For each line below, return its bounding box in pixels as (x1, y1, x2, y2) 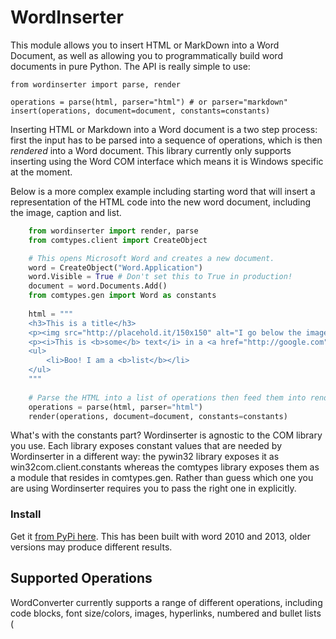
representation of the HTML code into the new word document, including (10, 196, 312, 208)
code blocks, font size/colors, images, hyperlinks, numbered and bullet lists (10, 607, 322, 619)
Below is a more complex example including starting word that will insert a (10, 185, 316, 197)
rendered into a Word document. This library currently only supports (10, 144, 292, 156)
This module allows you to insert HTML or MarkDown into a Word (10, 39, 280, 51)
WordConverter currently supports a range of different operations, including (10, 596, 323, 608)
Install (10, 507, 42, 521)
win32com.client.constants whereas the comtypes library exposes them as (10, 461, 320, 473)
